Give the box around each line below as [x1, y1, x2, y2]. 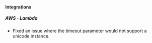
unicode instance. [12, 33, 50, 39]
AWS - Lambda [5, 15, 38, 21]
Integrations [5, 4, 32, 10]
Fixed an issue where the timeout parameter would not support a [12, 28, 147, 34]
